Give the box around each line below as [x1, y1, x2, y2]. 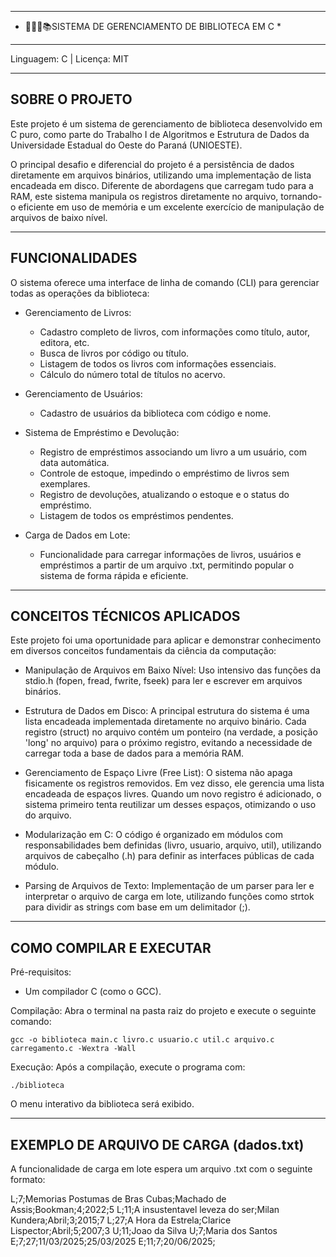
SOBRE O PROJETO [10, 91, 133, 108]
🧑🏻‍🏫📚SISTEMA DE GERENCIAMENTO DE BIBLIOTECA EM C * [24, 21, 282, 32]
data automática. [39, 456, 110, 468]
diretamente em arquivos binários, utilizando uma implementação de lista [10, 169, 312, 181]
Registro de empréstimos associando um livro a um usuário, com [39, 446, 307, 458]
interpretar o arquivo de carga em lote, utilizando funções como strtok [24, 891, 315, 903]
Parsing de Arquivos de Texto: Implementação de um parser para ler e [24, 880, 315, 892]
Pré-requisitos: [10, 966, 72, 978]
